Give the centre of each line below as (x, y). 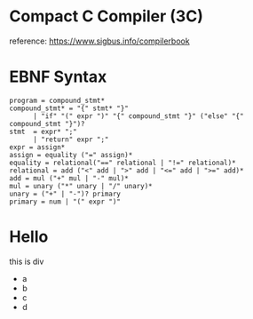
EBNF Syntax (58, 77)
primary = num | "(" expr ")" (65, 202)
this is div (27, 261)
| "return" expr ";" (71, 140)
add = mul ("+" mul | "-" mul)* (69, 178)
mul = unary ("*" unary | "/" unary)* (81, 186)
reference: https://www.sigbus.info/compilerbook (99, 41)
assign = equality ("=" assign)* (71, 155)
